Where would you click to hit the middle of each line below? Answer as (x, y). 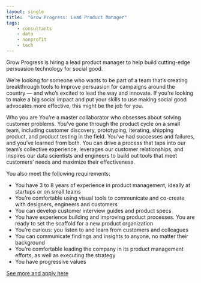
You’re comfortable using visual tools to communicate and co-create (100, 198)
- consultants (34, 28)
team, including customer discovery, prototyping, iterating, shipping (90, 130)
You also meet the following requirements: (58, 173)
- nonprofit (32, 40)
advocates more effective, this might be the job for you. (75, 106)
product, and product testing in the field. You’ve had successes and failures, (100, 136)
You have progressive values (51, 261)
